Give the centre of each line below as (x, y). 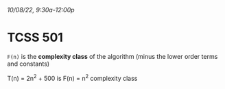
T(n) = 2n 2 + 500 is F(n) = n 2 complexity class (72, 77)
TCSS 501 (35, 38)
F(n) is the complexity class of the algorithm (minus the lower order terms (113, 56)
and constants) (28, 64)
